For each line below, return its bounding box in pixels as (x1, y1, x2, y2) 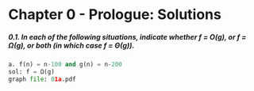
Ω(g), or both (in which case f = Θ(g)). (8, 40, 135, 50)
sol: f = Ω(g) (8, 68, 56, 76)
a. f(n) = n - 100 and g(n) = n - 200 (8, 61, 123, 69)
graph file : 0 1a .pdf (8, 75, 77, 83)
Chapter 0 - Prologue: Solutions (8, 6, 222, 24)
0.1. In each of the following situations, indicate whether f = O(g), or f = (8, 32, 247, 41)
